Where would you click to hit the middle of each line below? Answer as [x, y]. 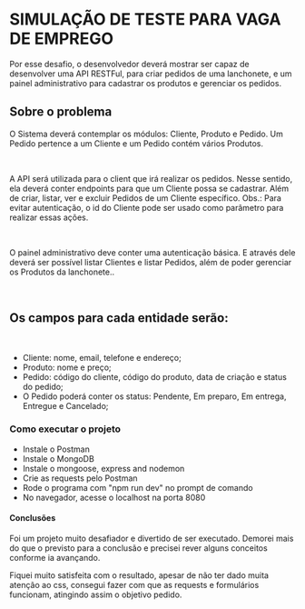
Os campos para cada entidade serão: [119, 318]
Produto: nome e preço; [67, 367]
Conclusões [33, 518]
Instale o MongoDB [59, 458]
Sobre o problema [61, 112]
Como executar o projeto [65, 429]
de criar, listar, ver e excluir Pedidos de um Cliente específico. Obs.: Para [145, 198]
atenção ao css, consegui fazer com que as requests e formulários [134, 585]
